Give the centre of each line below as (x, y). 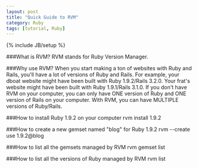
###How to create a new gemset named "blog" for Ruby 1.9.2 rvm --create (98, 129)
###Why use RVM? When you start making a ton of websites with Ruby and (99, 69)
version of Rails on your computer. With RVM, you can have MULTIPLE (92, 100)
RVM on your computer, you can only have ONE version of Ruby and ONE (96, 94)
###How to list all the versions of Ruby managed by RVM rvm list (86, 159)
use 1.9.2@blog (25, 136)
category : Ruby (25, 23)
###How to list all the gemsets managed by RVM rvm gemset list (86, 147)
